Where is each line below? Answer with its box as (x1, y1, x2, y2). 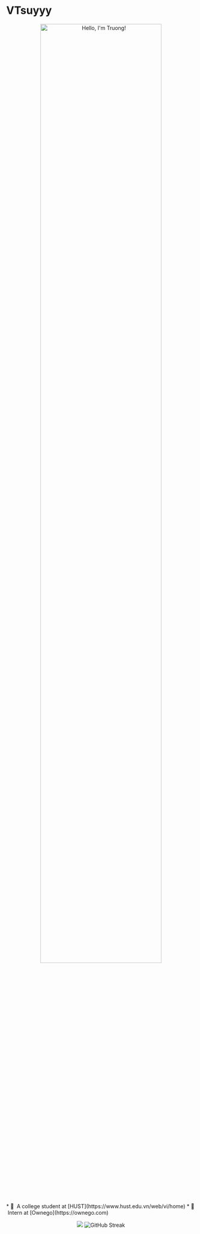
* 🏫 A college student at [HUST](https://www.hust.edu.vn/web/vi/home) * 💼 (6, 1202, 195, 1210)
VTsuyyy (6, 4, 52, 17)
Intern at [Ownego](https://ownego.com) (7, 1209, 109, 1216)
